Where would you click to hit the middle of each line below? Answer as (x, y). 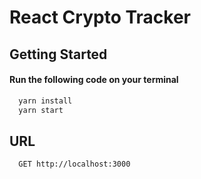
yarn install (45, 101)
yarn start (41, 110)
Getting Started (58, 54)
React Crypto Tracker (100, 17)
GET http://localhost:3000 (74, 164)
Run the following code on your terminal (94, 80)
